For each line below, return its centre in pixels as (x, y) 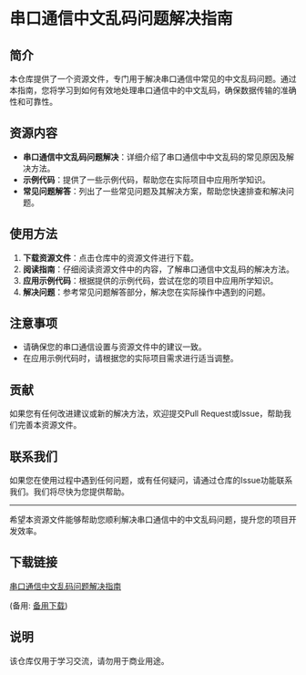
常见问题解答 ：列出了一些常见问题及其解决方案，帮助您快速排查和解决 (154, 191)
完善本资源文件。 (49, 425)
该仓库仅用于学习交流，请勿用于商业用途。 (89, 660)
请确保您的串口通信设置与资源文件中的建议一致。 (114, 347)
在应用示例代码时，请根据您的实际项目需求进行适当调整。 (130, 358)
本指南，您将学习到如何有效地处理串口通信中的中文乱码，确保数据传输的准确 (153, 90)
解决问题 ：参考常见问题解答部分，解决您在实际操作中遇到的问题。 (146, 292)
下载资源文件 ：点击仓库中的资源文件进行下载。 (110, 257)
